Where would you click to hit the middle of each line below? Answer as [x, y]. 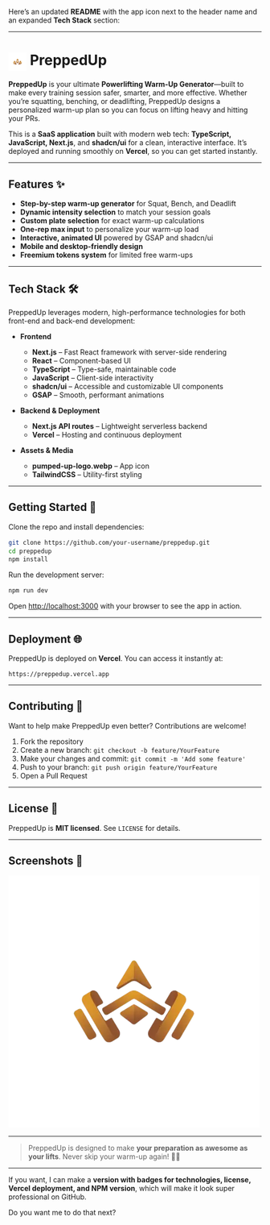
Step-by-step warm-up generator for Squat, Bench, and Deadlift [128, 204]
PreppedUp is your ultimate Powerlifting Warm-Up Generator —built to [126, 85]
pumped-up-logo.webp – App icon [91, 466]
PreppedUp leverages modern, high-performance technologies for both [127, 312]
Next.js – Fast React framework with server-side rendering [129, 352]
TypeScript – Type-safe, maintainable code [104, 369]
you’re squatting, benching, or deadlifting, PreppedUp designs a [115, 102]
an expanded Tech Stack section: [64, 20]
